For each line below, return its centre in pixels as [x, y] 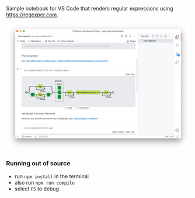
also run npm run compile [44, 182]
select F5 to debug [37, 189]
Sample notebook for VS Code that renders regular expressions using [90, 8]
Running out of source [38, 164]
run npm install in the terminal [52, 176]
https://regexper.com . [32, 15]
